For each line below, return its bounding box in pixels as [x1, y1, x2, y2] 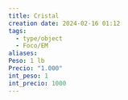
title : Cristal [8, 11, 60, 20]
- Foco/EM [15, 42, 48, 50]
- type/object [15, 34, 63, 43]
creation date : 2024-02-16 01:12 [8, 19, 121, 27]
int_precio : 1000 [8, 79, 67, 87]
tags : [8, 27, 27, 35]
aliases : [8, 49, 38, 57]
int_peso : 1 [8, 72, 48, 80]
